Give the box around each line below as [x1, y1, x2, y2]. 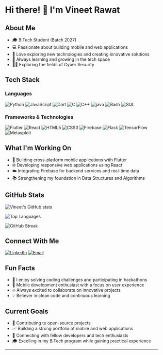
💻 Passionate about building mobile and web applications [12, 44, 128, 50]
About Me [5, 24, 35, 32]
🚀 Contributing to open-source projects [12, 320, 91, 326]
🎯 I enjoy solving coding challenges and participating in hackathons [12, 277, 147, 283]
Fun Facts [5, 264, 35, 272]
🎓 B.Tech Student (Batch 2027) [12, 37, 77, 43]
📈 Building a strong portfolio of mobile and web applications [12, 326, 133, 332]
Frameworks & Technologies [5, 113, 74, 120]
